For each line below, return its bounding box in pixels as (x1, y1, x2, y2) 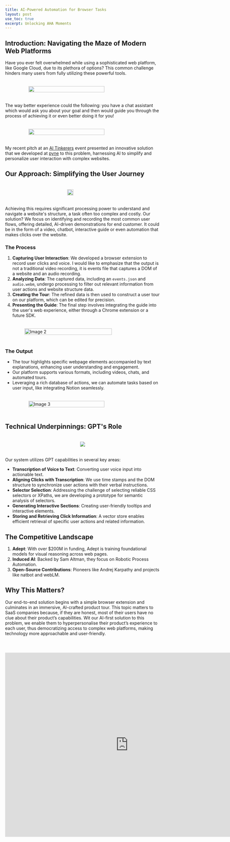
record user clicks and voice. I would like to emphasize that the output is (12, 260, 159, 266)
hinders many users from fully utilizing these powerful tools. (5, 70, 127, 76)
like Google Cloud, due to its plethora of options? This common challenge (5, 65, 154, 71)
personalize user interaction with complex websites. (5, 156, 111, 162)
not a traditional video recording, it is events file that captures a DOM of (12, 266, 157, 272)
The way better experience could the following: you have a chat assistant (5, 103, 153, 109)
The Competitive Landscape (5, 533, 93, 541)
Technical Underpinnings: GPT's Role (5, 422, 122, 430)
